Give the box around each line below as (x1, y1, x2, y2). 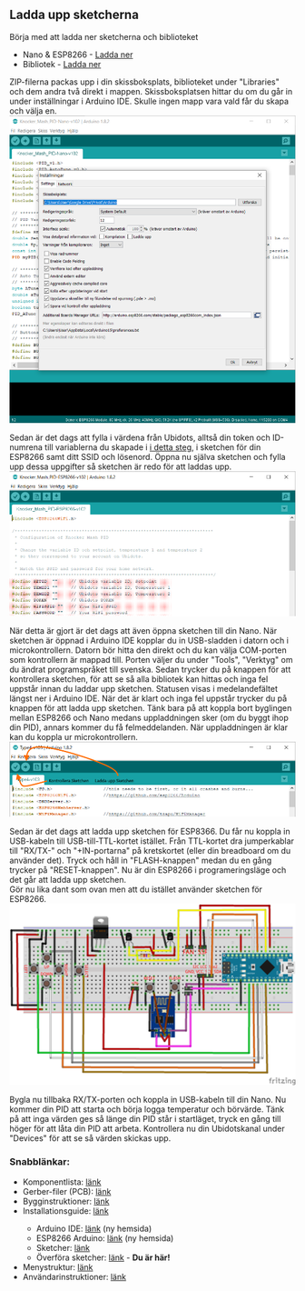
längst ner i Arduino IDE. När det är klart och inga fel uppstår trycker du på (9, 693, 288, 704)
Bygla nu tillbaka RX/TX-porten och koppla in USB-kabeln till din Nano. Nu (9, 1095, 287, 1106)
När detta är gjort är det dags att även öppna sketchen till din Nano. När (9, 625, 278, 636)
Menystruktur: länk (22, 1261, 93, 1272)
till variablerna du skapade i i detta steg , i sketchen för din (44, 441, 261, 453)
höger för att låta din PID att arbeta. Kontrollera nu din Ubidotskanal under (9, 1123, 286, 1135)
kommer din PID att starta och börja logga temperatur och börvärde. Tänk (9, 1104, 284, 1115)
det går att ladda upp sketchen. (9, 875, 127, 886)
